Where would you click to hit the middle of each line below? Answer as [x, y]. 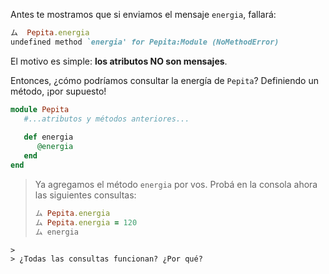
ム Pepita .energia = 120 [86, 222]
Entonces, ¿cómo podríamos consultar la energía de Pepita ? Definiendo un [164, 80]
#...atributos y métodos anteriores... [106, 119]
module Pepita [40, 109]
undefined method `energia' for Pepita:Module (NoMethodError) [145, 42]
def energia [48, 137]
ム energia [56, 232]
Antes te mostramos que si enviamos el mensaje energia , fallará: [143, 14]
